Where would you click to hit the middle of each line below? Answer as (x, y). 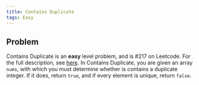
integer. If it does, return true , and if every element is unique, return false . (99, 75)
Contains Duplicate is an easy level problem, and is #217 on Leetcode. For (99, 56)
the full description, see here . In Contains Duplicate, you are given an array (99, 63)
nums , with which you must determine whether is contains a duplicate (92, 69)
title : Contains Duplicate (40, 12)
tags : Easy (20, 17)
